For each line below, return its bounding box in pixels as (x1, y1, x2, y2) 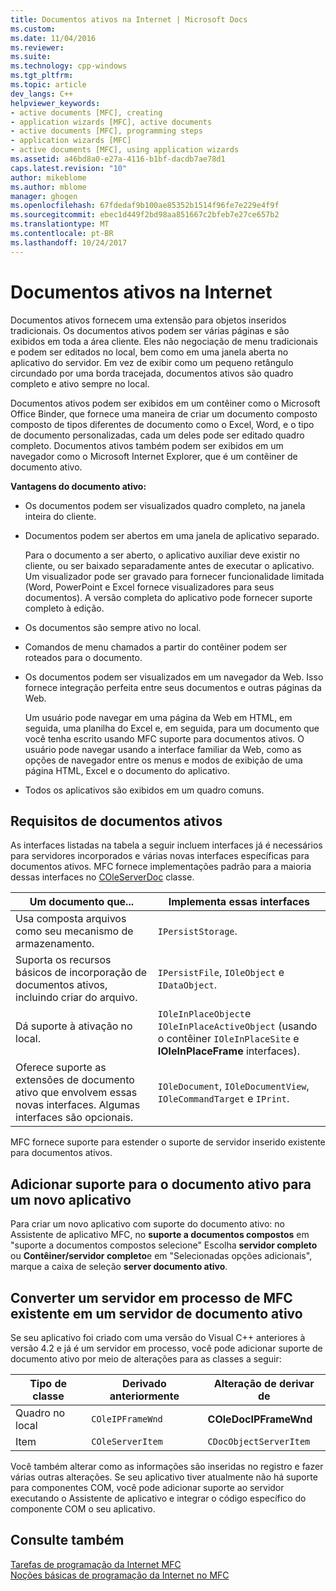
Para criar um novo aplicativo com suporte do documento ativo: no (10, 1218, 285, 1230)
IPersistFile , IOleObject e (157, 966, 285, 980)
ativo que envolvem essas (15, 1086, 138, 1100)
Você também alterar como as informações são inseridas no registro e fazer (10, 1461, 324, 1472)
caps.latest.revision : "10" (10, 163, 128, 173)
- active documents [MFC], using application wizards (10, 145, 240, 155)
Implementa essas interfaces (168, 895, 311, 909)
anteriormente (109, 1389, 180, 1403)
